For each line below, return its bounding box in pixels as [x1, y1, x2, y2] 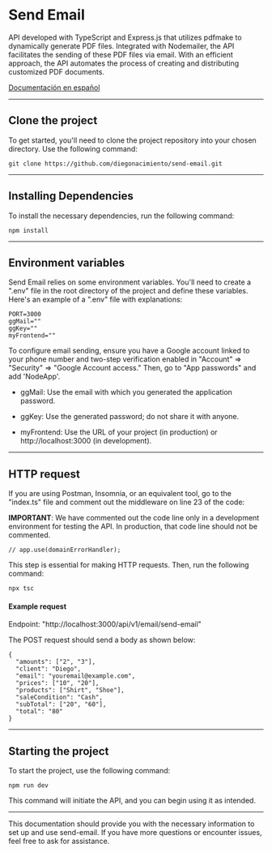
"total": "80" [15, 708, 63, 716]
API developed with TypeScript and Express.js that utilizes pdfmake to [8, 32, 242, 42]
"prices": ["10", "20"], [15, 679, 100, 687]
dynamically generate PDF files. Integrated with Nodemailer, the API [8, 41, 235, 50]
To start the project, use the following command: [8, 766, 171, 776]
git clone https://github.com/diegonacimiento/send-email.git [8, 160, 223, 168]
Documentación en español [8, 83, 100, 92]
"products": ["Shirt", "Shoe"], [15, 687, 125, 695]
